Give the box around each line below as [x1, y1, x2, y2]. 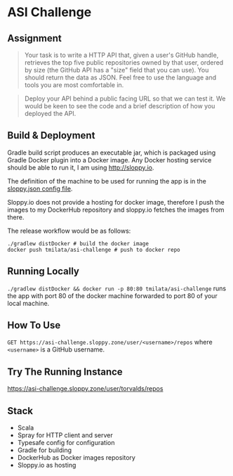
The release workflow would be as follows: [7, 226, 131, 235]
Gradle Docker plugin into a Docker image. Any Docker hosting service [7, 155, 212, 164]
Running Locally [7, 265, 79, 278]
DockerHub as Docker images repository [17, 454, 135, 462]
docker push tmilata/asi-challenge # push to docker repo [7, 246, 180, 253]
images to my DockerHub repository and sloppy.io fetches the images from [7, 205, 225, 214]
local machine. [7, 299, 50, 307]
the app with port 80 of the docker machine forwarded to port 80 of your [7, 291, 218, 300]
